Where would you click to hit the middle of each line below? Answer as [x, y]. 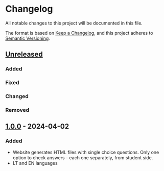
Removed [17, 110]
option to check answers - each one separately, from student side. [83, 157]
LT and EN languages [35, 163]
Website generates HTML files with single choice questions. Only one [86, 152]
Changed [17, 96]
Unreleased [24, 54]
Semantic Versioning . [28, 38]
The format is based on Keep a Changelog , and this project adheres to [79, 33]
